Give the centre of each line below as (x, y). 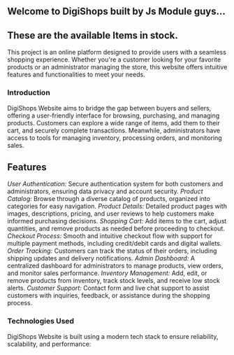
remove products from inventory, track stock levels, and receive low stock (114, 281)
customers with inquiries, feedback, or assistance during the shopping (109, 295)
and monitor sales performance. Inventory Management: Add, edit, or (107, 273)
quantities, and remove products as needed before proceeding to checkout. (116, 229)
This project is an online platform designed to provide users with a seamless (117, 53)
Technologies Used (41, 321)
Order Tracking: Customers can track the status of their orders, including (112, 251)
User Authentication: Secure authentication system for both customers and (115, 184)
